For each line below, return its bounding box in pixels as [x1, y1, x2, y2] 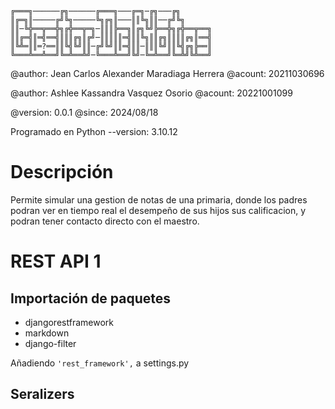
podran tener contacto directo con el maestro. [10, 215, 200, 227]
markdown [24, 327, 70, 339]
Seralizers [10, 386, 75, 403]
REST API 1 [10, 250, 102, 273]
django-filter [24, 337, 77, 349]
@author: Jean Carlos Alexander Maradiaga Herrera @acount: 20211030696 [10, 68, 325, 79]
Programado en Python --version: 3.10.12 [10, 126, 178, 137]
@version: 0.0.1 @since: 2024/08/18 [10, 107, 159, 118]
